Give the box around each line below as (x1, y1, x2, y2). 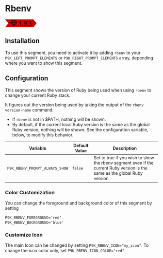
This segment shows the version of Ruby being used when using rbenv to (5, 87, 152, 93)
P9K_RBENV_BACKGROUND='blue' (5, 220, 64, 225)
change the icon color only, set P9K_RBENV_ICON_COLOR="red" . (5, 248, 126, 254)
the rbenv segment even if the (94, 160, 154, 166)
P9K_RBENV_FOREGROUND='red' (5, 215, 62, 221)
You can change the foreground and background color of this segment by (5, 200, 152, 206)
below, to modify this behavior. (12, 132, 74, 138)
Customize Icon (5, 232, 43, 239)
